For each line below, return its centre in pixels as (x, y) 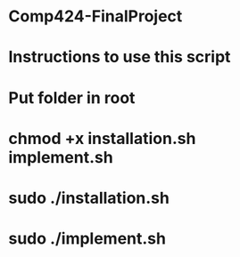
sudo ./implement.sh (87, 239)
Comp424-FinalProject (95, 16)
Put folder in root (72, 97)
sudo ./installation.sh (89, 198)
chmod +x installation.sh (102, 138)
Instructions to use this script (120, 57)
